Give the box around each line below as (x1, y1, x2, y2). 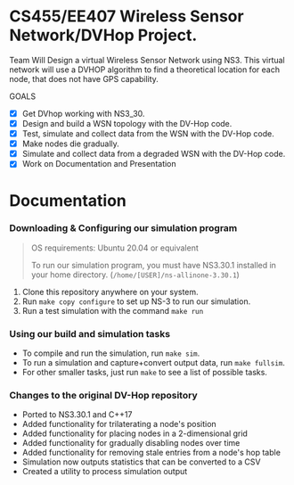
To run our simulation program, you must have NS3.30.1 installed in (30, 259, 276, 270)
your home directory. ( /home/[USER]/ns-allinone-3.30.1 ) (30, 269, 241, 280)
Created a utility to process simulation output (21, 466, 188, 477)
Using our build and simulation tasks (9, 327, 171, 340)
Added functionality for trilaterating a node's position (21, 419, 216, 430)
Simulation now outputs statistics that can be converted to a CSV (21, 456, 261, 467)
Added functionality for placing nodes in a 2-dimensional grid (21, 428, 248, 439)
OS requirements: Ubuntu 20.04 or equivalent (30, 242, 199, 253)
